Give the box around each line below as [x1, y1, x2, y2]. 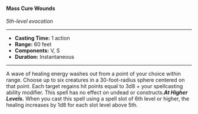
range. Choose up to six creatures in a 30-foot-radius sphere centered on [6, 76, 185, 83]
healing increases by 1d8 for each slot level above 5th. [6, 102, 138, 109]
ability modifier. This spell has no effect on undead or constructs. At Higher [6, 89, 188, 96]
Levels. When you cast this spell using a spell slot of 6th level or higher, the [6, 95, 190, 102]
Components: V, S [14, 47, 60, 54]
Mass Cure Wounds [6, 5, 55, 12]
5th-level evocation [6, 18, 53, 25]
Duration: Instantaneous [14, 53, 75, 61]
